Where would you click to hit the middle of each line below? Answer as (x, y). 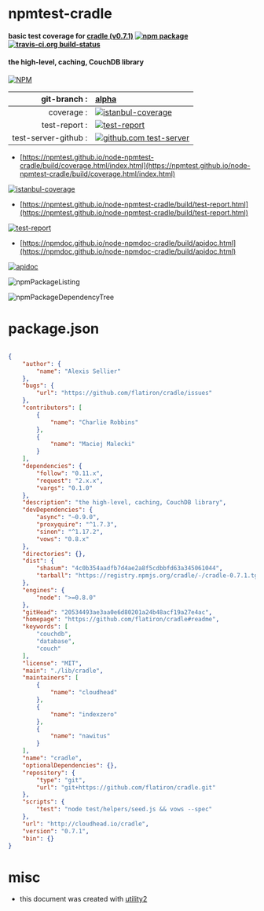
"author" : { (42, 364)
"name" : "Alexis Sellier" (79, 371)
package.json (54, 329)
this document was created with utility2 (83, 899)
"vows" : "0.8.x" (63, 539)
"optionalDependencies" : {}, (70, 765)
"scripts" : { (44, 802)
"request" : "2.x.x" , (70, 481)
